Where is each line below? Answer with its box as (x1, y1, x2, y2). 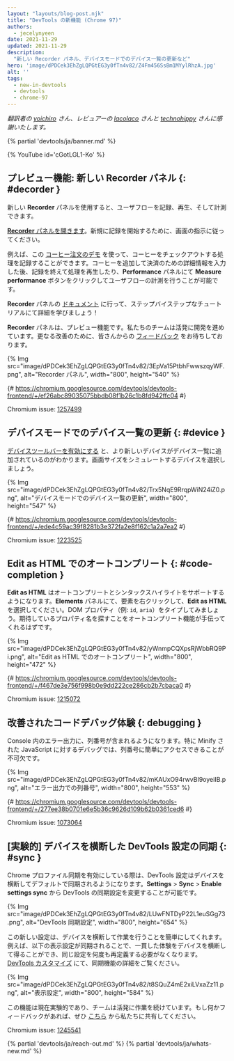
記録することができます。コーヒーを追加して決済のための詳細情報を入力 (19, 258, 226, 267)
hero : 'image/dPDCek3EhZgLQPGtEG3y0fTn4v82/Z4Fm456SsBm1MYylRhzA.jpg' (7, 62, 217, 69)
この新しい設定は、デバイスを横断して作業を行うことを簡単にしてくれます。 (7, 933, 226, 941)
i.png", (7, 652, 26, 661)
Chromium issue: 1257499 (7, 404, 82, 413)
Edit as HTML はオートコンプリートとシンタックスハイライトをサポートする (7, 588, 225, 597)
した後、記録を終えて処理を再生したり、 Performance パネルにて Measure (7, 267, 221, 276)
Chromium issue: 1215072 (7, 695, 81, 703)
